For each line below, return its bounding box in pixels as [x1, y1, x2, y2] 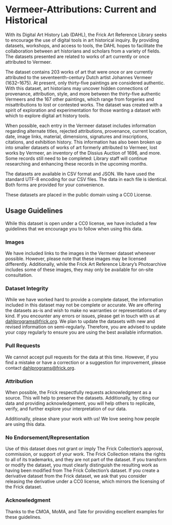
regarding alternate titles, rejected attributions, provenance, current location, [5, 128, 167, 134]
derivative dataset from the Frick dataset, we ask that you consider [5, 473, 147, 479]
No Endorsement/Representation [5, 433, 90, 441]
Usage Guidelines [5, 207, 63, 215]
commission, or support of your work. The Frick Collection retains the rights [5, 451, 166, 457]
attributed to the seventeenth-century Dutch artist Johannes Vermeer [5, 74, 152, 80]
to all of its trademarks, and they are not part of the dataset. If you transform [5, 457, 167, 463]
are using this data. [5, 421, 46, 427]
